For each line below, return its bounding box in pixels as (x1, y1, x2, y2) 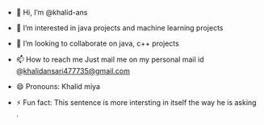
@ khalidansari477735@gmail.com (15, 67, 131, 75)
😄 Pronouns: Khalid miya (15, 82, 101, 91)
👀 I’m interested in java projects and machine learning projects (15, 23, 224, 32)
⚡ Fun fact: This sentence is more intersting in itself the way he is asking (15, 98, 257, 107)
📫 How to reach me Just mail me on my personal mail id (15, 54, 204, 64)
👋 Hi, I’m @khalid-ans (15, 8, 88, 17)
